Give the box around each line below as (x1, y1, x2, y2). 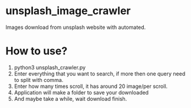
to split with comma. (14, 76, 64, 83)
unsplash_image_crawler (5, 4, 131, 18)
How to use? (5, 44, 68, 58)
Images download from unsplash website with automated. (5, 24, 146, 31)
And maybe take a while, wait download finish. (14, 95, 127, 102)
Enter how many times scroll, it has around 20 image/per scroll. (14, 83, 168, 90)
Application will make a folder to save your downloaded (14, 89, 149, 96)
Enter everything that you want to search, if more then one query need (14, 70, 186, 77)
